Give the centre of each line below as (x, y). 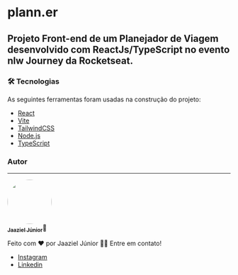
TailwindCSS (36, 128)
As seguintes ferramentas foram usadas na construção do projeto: (104, 99)
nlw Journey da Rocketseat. (70, 61)
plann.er (33, 12)
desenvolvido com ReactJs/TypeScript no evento (119, 49)
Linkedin (30, 264)
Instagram (32, 257)
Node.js (29, 135)
